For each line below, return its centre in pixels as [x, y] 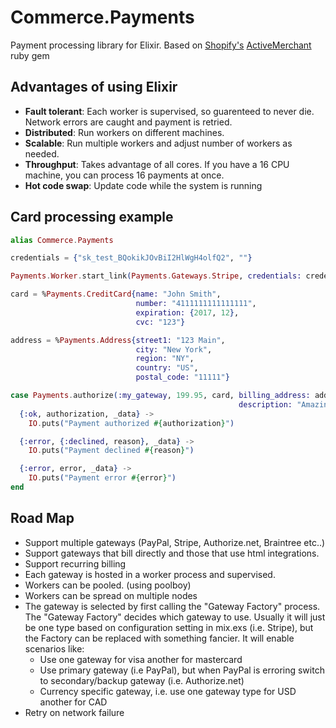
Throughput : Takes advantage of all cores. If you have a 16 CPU [157, 164]
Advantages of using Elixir [94, 87]
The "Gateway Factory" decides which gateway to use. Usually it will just [175, 617]
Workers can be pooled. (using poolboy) [108, 585]
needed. [42, 153]
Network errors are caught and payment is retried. [128, 122]
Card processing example [92, 217]
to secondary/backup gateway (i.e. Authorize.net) [142, 680]
